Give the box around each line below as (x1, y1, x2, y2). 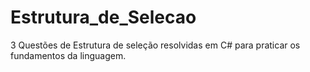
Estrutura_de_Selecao (10, 6, 197, 29)
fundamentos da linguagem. (10, 49, 127, 61)
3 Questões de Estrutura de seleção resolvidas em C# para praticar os (10, 39, 301, 51)
